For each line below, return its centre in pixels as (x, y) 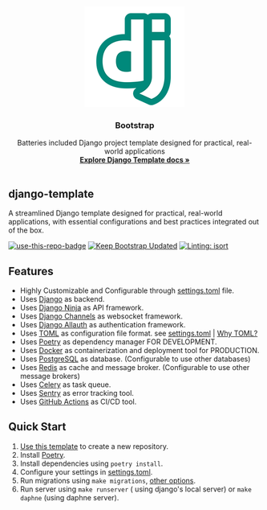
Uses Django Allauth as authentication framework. (103, 324)
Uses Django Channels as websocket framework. (101, 316)
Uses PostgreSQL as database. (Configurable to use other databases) (135, 359)
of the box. (26, 230)
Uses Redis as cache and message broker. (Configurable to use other (135, 367)
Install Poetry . (42, 454)
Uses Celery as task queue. (65, 385)
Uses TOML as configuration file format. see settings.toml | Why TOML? (139, 333)
